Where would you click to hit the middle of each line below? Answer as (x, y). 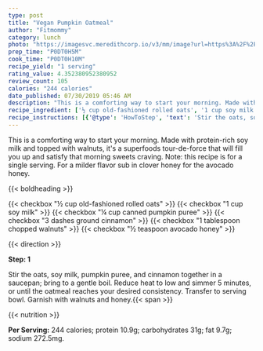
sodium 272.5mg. (36, 338)
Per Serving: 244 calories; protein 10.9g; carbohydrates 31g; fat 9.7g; (120, 330)
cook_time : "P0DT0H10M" (47, 60)
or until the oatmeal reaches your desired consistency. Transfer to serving (127, 291)
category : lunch (34, 37)
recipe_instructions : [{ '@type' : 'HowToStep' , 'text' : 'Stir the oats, (127, 118)
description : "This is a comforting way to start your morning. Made (124, 103)
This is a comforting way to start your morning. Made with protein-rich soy (128, 140)
